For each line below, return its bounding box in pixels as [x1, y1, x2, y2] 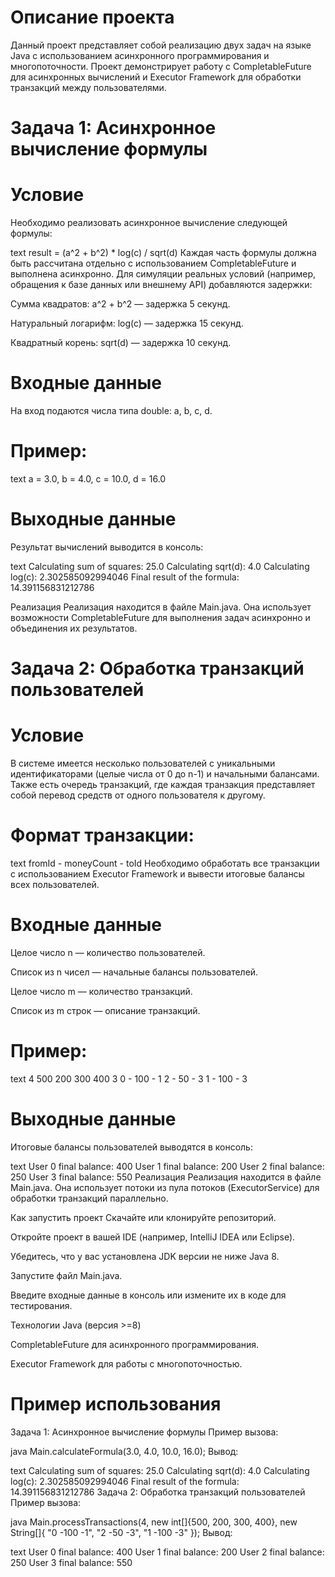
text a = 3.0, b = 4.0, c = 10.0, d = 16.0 [10, 472, 167, 485]
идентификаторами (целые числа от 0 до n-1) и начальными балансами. [10, 768, 320, 780]
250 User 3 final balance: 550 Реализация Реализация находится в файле [10, 1171, 322, 1183]
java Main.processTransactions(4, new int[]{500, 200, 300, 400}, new [10, 1516, 298, 1528]
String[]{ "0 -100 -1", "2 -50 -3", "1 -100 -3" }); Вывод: [10, 1526, 233, 1538]
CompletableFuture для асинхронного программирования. [10, 1338, 260, 1350]
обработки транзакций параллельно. [10, 1192, 169, 1204]
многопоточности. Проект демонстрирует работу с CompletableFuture [10, 60, 312, 72]
